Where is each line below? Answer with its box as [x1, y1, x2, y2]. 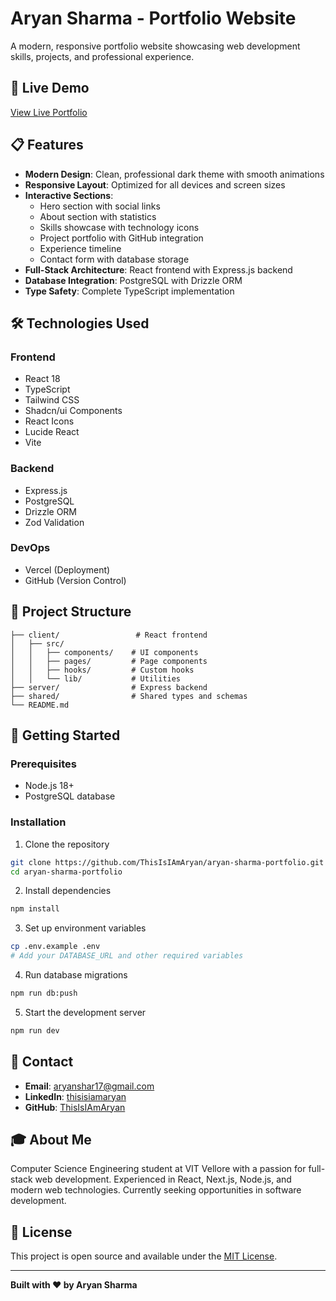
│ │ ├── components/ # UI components [10, 647, 199, 657]
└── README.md [10, 700, 70, 710]
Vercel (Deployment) [24, 563, 111, 576]
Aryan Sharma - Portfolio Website [10, 7, 297, 30]
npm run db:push [10, 988, 78, 999]
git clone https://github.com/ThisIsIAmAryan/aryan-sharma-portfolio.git [10, 857, 325, 867]
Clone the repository [24, 838, 110, 850]
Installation [10, 815, 67, 829]
